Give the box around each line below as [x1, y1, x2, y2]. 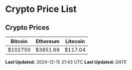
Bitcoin [11, 38, 28, 45]
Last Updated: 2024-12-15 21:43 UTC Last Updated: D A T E [5, 59, 127, 65]
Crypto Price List [5, 3, 77, 15]
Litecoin [65, 38, 85, 45]
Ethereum [36, 38, 60, 45]
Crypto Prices [5, 23, 50, 32]
